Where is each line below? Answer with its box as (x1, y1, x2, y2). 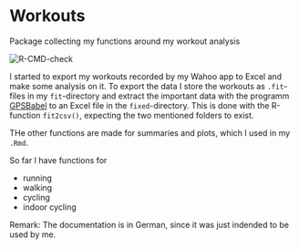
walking (22, 182, 53, 192)
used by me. (9, 229, 57, 240)
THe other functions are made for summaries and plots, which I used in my (9, 127, 291, 138)
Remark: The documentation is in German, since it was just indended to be (9, 219, 290, 230)
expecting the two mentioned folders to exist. (83, 109, 254, 120)
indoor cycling (22, 202, 77, 213)
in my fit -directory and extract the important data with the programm (26, 90, 290, 101)
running (22, 172, 53, 183)
